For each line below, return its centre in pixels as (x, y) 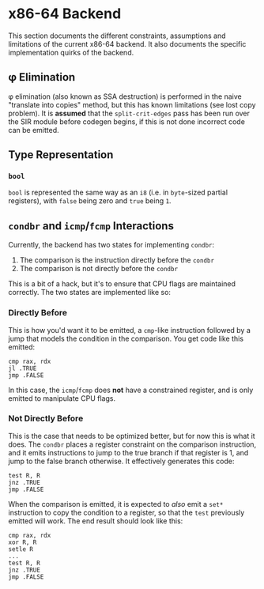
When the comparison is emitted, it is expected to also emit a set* (116, 504)
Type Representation (61, 155)
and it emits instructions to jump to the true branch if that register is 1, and (128, 452)
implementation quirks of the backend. (71, 52)
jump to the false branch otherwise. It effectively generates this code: (121, 461)
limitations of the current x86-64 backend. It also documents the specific (127, 43)
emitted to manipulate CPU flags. (62, 398)
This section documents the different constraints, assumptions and (117, 36)
